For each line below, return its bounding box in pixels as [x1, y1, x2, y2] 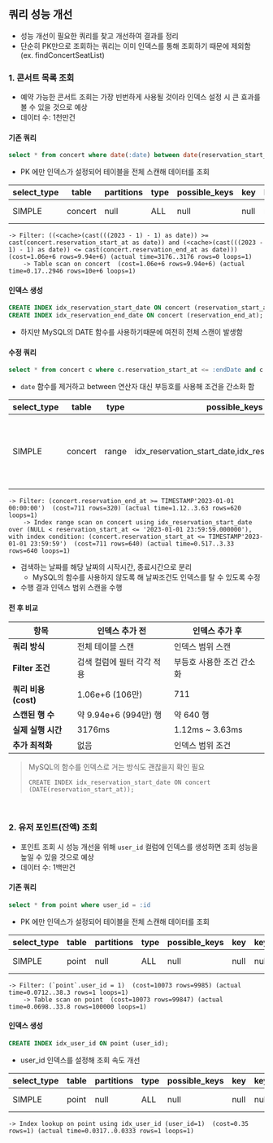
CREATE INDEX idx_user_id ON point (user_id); [8, 1040, 169, 1048]
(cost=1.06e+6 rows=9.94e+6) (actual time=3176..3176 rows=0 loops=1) [8, 253, 253, 261]
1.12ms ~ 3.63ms [173, 724, 243, 735]
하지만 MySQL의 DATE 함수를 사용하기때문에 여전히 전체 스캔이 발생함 [19, 327, 244, 337]
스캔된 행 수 [12, 709, 55, 720]
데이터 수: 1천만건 [19, 112, 76, 122]
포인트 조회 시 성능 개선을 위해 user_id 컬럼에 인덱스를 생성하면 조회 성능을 [19, 842, 258, 852]
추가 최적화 [12, 740, 53, 751]
